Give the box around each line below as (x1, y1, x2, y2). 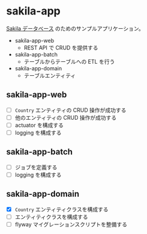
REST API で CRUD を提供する (23, 44, 98, 51)
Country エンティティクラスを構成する (14, 206, 109, 213)
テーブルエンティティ (23, 72, 76, 79)
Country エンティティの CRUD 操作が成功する (14, 106, 127, 114)
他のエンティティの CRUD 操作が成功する (14, 114, 117, 121)
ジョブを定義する (14, 164, 58, 171)
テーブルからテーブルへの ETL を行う (23, 58, 115, 65)
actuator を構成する (14, 122, 64, 129)
